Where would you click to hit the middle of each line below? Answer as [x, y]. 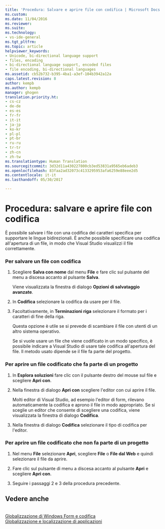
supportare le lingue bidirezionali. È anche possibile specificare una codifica [83, 238]
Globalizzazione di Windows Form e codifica [50, 516]
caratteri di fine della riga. [39, 316]
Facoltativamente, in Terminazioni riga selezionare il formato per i [80, 311]
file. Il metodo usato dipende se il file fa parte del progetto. [72, 352]
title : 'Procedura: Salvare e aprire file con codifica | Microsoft [77, 10]
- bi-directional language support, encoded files [58, 65]
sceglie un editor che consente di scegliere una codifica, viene [76, 410]
